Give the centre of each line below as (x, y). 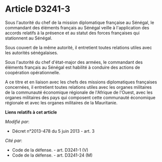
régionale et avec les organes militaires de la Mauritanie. (61, 102)
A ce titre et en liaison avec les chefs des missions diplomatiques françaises (81, 82)
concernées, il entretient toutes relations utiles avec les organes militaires (78, 87)
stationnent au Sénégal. (29, 38)
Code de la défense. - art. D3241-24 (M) (52, 155)
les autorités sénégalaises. (32, 53)
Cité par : (14, 141)
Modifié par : (17, 121)
